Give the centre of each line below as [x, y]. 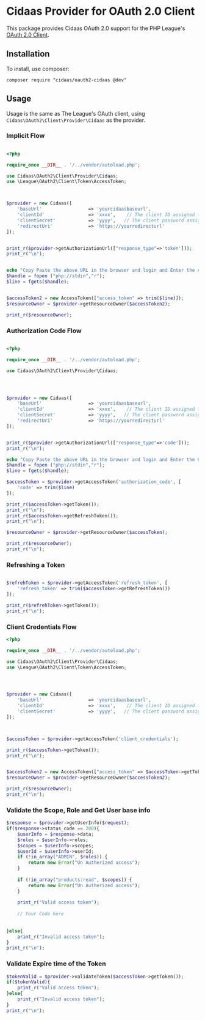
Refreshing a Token [36, 564]
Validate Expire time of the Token [56, 964]
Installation [28, 54]
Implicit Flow [26, 136]
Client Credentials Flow [42, 627]
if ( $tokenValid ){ [28, 982]
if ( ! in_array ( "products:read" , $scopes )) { [75, 880]
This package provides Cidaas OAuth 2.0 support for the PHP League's [96, 28]
